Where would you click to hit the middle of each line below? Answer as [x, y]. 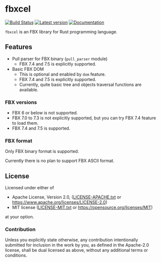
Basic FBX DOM [28, 69]
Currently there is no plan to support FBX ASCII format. [60, 161]
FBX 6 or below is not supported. [45, 113]
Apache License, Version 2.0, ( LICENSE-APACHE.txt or [66, 197]
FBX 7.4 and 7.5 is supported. [41, 128]
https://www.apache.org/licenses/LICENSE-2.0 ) [60, 202]
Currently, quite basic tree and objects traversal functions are [80, 84]
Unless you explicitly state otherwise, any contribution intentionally [72, 240]
